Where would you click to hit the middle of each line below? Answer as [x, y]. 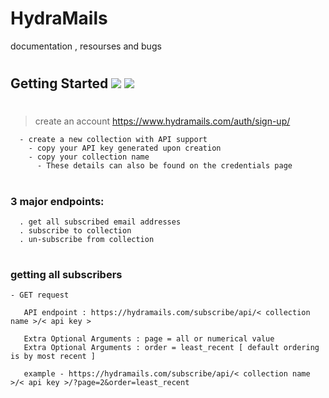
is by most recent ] [53, 357]
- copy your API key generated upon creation [125, 148]
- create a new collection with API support [113, 140]
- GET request [40, 295]
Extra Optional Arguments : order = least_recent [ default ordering [171, 348]
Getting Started [59, 83]
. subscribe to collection [75, 230]
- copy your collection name [89, 157]
